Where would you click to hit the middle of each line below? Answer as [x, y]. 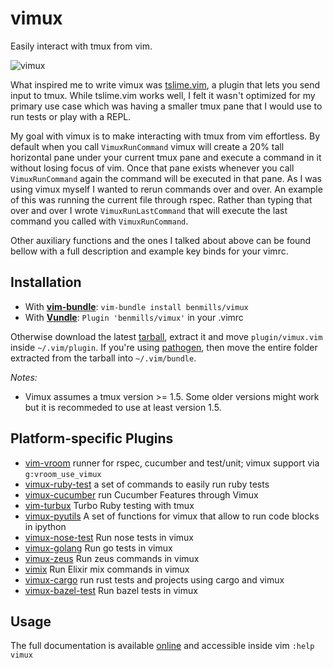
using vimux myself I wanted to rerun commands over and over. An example [166, 189]
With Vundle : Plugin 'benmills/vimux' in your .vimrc [134, 317]
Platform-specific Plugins [92, 438]
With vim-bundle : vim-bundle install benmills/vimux [136, 306]
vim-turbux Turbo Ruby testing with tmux [109, 505]
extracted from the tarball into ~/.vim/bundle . [103, 358]
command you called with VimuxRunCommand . [99, 221]
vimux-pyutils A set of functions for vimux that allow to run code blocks [172, 516]
